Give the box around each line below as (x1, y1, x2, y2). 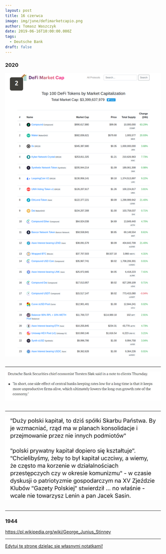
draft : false (5, 45, 32, 50)
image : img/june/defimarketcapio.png (5, 18, 83, 23)
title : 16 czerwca (5, 13, 43, 18)
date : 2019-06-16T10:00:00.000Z (5, 29, 72, 34)
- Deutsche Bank (9, 40, 43, 45)
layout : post (5, 8, 32, 13)
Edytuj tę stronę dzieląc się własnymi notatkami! (5, 543, 103, 549)
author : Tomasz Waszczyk (5, 24, 56, 29)
